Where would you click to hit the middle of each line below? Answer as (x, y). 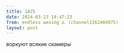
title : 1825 (21, 11)
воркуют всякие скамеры (39, 44)
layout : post (22, 28)
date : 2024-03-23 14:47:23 (39, 17)
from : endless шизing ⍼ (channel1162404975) (62, 22)
